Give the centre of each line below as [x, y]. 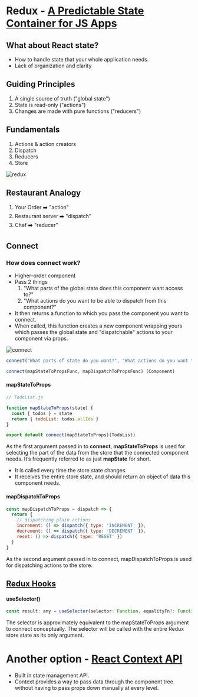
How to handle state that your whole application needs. [82, 59]
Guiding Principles [41, 84]
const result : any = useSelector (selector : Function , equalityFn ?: [91, 611]
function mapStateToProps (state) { [50, 408]
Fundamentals [33, 130]
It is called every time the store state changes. [71, 471]
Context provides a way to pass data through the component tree [94, 682]
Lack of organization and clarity [53, 66]
